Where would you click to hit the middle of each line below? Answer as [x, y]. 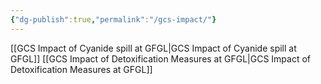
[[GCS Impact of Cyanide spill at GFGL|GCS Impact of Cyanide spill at [153, 48]
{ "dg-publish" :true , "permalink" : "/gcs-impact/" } [113, 19]
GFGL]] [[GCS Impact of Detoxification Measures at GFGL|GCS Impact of [160, 58]
